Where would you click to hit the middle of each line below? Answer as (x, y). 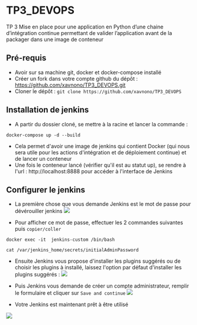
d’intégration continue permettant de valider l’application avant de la (89, 33)
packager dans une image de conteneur (55, 39)
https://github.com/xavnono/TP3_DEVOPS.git (70, 85)
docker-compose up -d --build (43, 135)
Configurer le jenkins (46, 189)
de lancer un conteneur (43, 158)
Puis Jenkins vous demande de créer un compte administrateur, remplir (102, 286)
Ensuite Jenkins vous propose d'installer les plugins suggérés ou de (98, 261)
